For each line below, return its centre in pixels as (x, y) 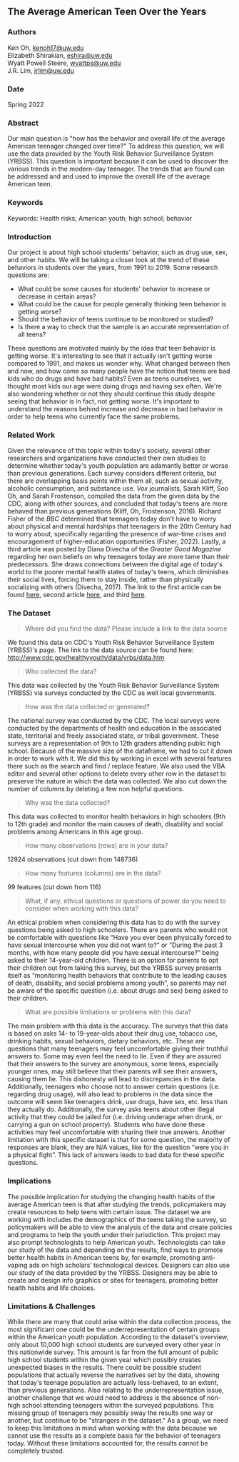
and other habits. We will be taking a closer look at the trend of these (109, 259)
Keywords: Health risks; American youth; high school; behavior (100, 218)
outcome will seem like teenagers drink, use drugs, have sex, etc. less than (118, 1102)
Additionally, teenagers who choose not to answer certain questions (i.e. (114, 1087)
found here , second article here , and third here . (77, 595)
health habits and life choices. (51, 1288)
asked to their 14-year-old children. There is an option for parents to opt (113, 961)
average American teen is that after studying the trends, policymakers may (117, 1204)
